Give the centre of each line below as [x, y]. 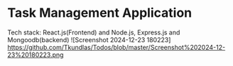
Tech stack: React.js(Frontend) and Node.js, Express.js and [94, 32]
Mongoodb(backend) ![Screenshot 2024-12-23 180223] [89, 39]
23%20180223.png [36, 55]
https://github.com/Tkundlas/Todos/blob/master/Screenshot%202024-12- [116, 47]
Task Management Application [100, 13]
